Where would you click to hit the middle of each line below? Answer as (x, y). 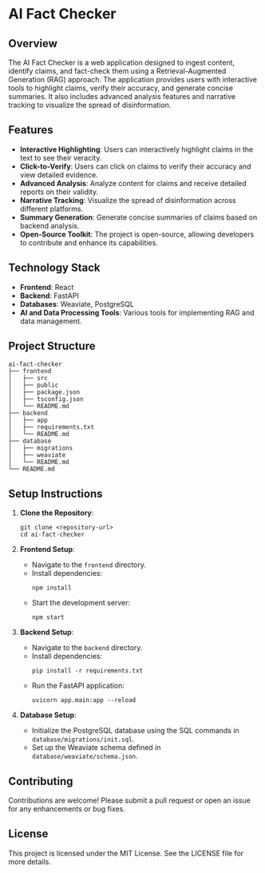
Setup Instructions (55, 493)
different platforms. (51, 208)
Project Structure (52, 346)
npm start (48, 617)
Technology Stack (54, 268)
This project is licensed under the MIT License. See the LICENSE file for (126, 853)
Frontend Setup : (47, 550)
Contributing (41, 781)
